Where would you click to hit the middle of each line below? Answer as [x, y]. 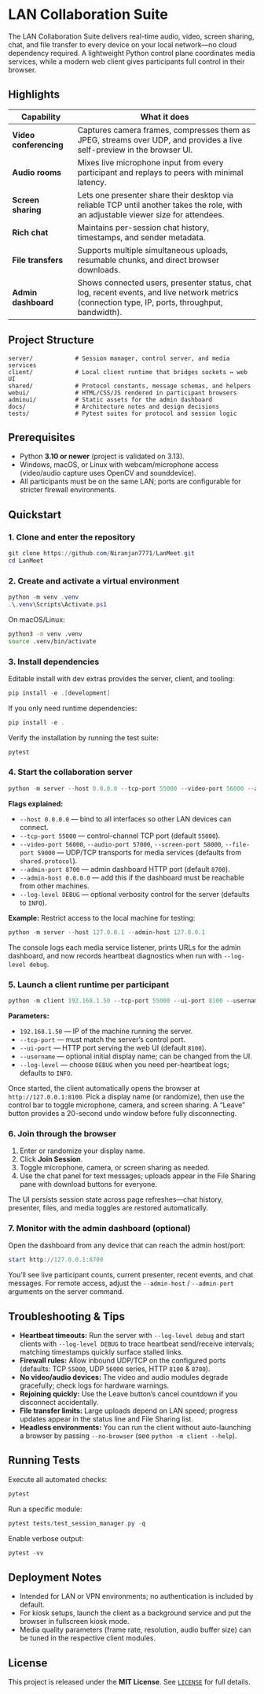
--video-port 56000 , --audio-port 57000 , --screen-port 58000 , [121, 843]
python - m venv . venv [44, 597]
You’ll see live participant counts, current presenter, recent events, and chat [131, 1275]
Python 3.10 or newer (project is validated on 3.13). [102, 456]
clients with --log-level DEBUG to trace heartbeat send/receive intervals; [137, 1344]
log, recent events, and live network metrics [158, 292]
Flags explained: [36, 803]
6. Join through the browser [62, 1133]
